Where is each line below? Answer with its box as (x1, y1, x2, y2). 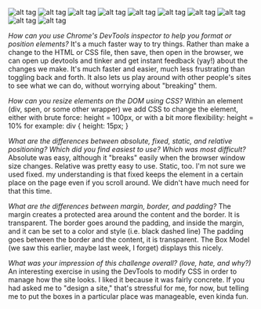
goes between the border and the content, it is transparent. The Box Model (8, 235, 250, 244)
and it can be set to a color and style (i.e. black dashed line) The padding (8, 227, 245, 235)
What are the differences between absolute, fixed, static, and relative (8, 136, 233, 145)
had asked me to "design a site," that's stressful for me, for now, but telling (8, 283, 249, 293)
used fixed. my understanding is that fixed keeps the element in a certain (8, 169, 244, 179)
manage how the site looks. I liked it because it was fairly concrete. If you (8, 275, 245, 284)
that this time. (8, 187, 53, 195)
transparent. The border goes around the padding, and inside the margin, (8, 218, 245, 227)
